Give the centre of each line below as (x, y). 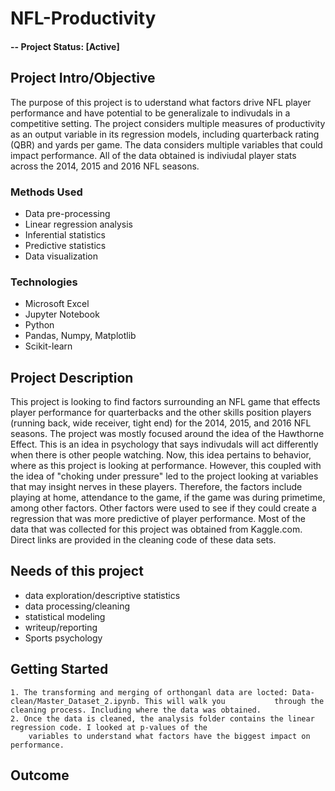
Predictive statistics (65, 245)
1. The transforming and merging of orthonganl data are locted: (149, 692)
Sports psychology (63, 638)
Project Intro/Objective (83, 78)
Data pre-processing (67, 213)
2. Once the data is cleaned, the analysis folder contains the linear (162, 718)
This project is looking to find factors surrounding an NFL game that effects (165, 401)
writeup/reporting (61, 627)
